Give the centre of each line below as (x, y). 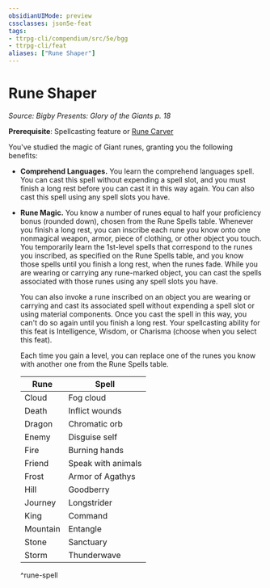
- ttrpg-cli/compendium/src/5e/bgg (68, 38)
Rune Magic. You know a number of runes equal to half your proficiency (140, 212)
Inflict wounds (95, 410)
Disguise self (93, 437)
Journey (40, 502)
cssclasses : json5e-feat (50, 23)
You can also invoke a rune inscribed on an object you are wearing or (135, 296)
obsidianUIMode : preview (50, 16)
